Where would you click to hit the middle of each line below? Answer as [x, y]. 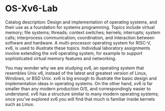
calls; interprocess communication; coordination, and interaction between [80, 38]
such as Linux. [20, 104]
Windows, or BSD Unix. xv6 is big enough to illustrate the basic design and [81, 78]
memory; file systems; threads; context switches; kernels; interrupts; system [83, 32]
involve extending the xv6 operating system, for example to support [74, 53]
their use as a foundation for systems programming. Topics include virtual [80, 27]
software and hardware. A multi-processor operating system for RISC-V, [78, 43]
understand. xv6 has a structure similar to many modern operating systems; [82, 94]
